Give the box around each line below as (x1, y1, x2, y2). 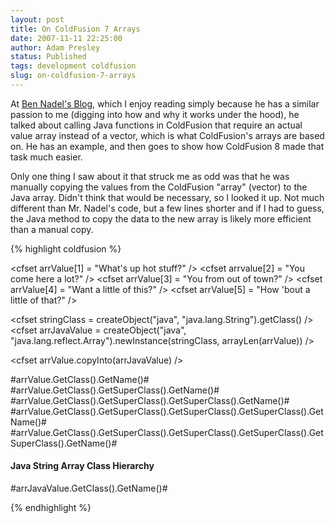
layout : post (10, 14, 65, 25)
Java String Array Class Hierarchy (10, 460, 155, 472)
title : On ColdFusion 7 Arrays (10, 24, 141, 34)
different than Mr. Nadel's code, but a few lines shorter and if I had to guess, (10, 202, 325, 214)
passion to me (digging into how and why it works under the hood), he (10, 108, 300, 120)
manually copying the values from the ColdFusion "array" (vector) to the (10, 181, 308, 193)
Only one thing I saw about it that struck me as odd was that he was (10, 170, 290, 182)
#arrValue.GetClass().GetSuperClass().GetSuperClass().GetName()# (10, 394, 290, 406)
